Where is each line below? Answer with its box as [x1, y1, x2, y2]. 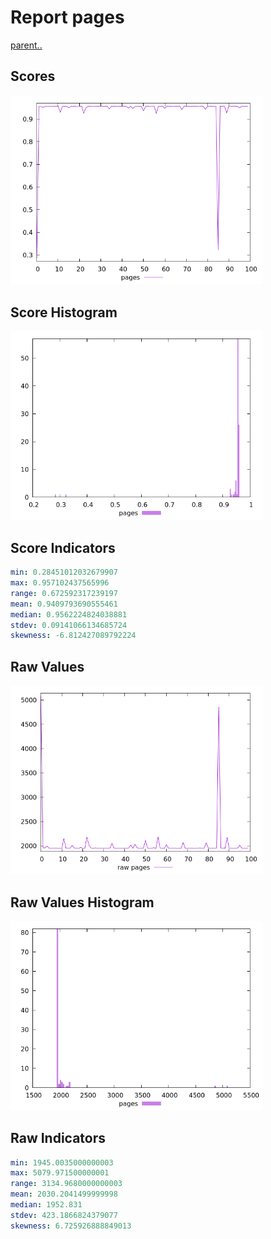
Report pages [10, 6, 125, 29]
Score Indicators [10, 539, 116, 556]
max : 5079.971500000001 [10, 1168, 110, 1178]
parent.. [10, 39, 43, 51]
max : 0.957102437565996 [10, 578, 110, 588]
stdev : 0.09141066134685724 [10, 620, 128, 630]
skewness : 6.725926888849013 [10, 1221, 132, 1231]
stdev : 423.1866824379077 [10, 1210, 118, 1220]
